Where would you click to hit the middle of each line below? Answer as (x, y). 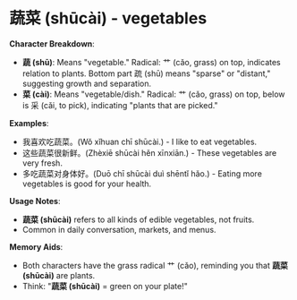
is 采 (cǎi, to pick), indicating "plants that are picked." (120, 105)
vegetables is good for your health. (87, 184)
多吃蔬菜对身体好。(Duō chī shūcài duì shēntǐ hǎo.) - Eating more (142, 173)
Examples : (29, 123)
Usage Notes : (35, 201)
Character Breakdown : (52, 43)
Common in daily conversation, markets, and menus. (119, 229)
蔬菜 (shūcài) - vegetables (108, 18)
